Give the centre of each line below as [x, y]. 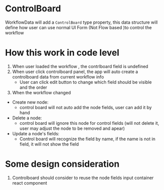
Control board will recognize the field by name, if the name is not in [87, 139]
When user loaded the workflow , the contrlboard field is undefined [80, 66]
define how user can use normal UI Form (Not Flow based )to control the [79, 27]
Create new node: [30, 102]
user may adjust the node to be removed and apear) [72, 128]
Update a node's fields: [36, 133]
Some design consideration [62, 164]
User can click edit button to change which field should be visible [86, 82]
